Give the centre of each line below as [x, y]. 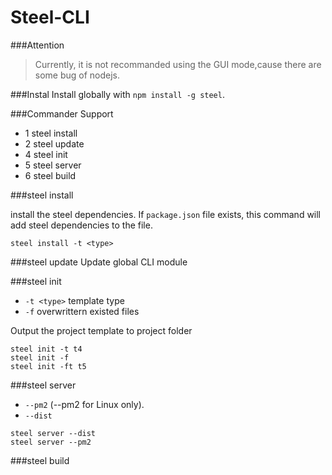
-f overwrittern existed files [82, 311]
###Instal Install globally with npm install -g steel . [117, 94]
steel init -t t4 [46, 349]
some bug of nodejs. [77, 75]
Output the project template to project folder [101, 330]
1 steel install [51, 133]
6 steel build [50, 175]
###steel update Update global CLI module [99, 262]
